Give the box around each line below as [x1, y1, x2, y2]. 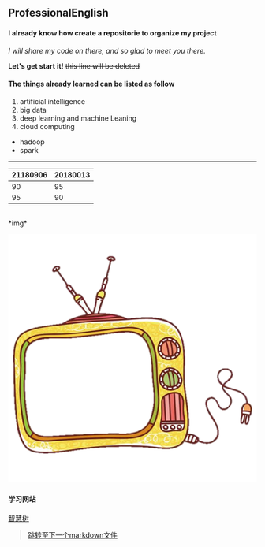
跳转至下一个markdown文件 [27, 530, 118, 539]
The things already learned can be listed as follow [8, 79, 175, 89]
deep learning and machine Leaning [19, 113, 137, 123]
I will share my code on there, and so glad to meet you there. [8, 46, 207, 55]
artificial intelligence [19, 96, 85, 106]
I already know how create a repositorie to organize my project [8, 28, 217, 38]
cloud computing [19, 121, 75, 131]
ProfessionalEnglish [8, 6, 109, 20]
